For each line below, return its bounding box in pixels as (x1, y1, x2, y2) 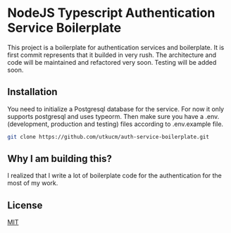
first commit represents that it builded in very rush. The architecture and (7, 51, 217, 59)
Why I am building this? (7, 153, 113, 165)
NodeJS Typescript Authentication (7, 5, 216, 21)
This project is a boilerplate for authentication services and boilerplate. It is (7, 43, 225, 51)
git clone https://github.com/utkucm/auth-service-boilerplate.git (7, 133, 210, 140)
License (7, 199, 43, 211)
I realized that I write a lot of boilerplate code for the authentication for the (7, 171, 222, 180)
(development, (7, 120, 49, 128)
